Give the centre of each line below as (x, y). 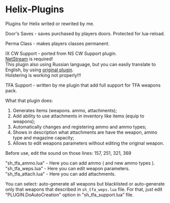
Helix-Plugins (35, 9)
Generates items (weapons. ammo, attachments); (65, 110)
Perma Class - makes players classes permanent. (58, 43)
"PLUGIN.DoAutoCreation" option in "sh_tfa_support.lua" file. (70, 195)
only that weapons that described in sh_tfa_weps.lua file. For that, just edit (84, 189)
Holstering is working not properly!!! (43, 75)
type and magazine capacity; (43, 137)
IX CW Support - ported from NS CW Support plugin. (61, 53)
